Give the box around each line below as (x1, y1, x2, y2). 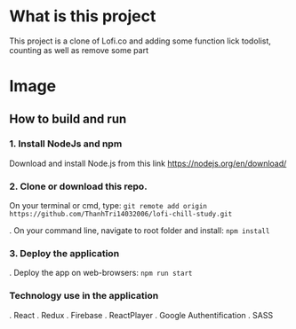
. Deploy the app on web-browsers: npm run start (9, 268, 193, 278)
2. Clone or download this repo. (9, 180, 148, 192)
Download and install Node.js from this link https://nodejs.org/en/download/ (9, 158, 287, 168)
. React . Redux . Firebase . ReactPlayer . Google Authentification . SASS (9, 309, 274, 320)
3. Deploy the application (9, 247, 120, 260)
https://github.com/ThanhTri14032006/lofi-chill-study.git (9, 210, 233, 219)
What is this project (9, 6, 156, 27)
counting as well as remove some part (9, 44, 149, 55)
